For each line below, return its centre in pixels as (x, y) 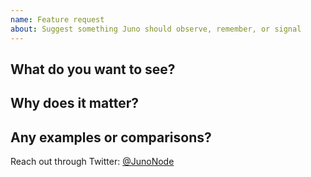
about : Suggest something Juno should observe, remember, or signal (156, 29)
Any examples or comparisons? (111, 137)
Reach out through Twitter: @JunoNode (92, 162)
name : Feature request (57, 19)
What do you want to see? (93, 69)
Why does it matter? (74, 103)
